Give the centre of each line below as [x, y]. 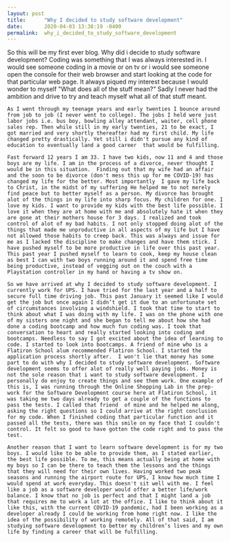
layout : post [26, 13]
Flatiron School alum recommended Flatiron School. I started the [104, 351]
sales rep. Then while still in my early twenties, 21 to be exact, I [111, 127]
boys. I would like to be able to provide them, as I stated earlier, [111, 454]
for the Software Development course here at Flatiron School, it [119, 393]
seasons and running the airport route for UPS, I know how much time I [114, 478]
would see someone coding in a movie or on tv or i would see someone [108, 67]
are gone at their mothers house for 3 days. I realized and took [104, 218]
